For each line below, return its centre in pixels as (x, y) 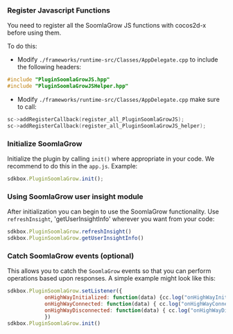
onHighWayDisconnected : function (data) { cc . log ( (117, 310)
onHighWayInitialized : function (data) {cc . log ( (114, 298)
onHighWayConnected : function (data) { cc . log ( (113, 304)
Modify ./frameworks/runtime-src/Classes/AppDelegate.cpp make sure (118, 100)
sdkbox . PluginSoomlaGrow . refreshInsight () (69, 232)
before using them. (34, 33)
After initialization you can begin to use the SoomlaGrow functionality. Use (113, 212)
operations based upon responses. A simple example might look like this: (112, 279)
